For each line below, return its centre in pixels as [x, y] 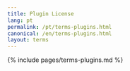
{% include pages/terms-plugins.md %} [65, 60]
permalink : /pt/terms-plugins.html [60, 27]
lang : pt [20, 20]
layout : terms [28, 40]
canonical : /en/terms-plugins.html [60, 33]
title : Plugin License [41, 14]
